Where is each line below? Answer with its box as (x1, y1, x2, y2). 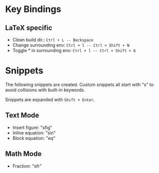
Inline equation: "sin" (12, 129, 56, 136)
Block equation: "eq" (12, 135, 56, 141)
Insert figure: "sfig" (12, 124, 53, 130)
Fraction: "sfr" (12, 163, 42, 169)
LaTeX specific (5, 24, 53, 32)
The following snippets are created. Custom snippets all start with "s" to (5, 81, 154, 87)
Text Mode (5, 111, 39, 120)
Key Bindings (5, 4, 62, 15)
